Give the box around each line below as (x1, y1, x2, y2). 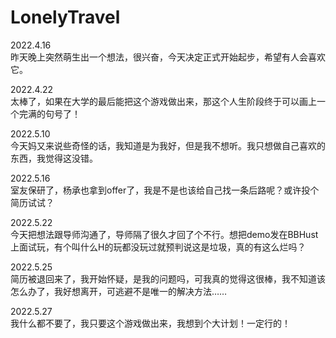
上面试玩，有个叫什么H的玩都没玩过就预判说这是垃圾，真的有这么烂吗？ (10, 241, 307, 253)
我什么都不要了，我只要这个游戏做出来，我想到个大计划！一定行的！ (10, 317, 291, 329)
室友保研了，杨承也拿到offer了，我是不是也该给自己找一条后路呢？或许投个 (10, 184, 320, 196)
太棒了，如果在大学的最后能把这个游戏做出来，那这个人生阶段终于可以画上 (10, 95, 317, 107)
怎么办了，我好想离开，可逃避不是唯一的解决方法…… (10, 285, 228, 297)
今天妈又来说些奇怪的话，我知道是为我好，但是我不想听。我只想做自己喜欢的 (10, 139, 326, 151)
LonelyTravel (10, 6, 121, 29)
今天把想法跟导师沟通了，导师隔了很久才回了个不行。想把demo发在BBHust (10, 228, 319, 240)
